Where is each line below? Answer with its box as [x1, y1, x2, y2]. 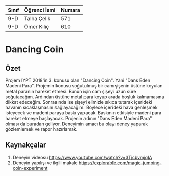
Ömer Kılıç [24, 23, 49, 30]
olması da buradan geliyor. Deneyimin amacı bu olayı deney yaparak [5, 121, 148, 127]
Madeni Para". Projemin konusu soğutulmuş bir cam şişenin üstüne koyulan [5, 83, 163, 89]
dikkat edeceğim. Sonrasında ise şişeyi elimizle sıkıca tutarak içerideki [5, 99, 153, 105]
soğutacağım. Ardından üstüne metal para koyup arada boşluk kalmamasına [5, 94, 164, 100]
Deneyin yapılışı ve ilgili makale [12, 160, 78, 166]
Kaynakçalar [5, 141, 46, 150]
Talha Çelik [24, 15, 51, 22]
